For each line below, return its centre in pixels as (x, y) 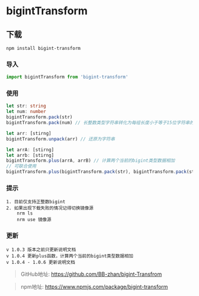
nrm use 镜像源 (34, 220)
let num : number (26, 112)
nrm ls (25, 213)
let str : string (26, 106)
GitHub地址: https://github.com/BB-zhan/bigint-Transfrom (91, 274)
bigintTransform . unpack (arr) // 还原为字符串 (61, 139)
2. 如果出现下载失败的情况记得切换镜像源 (50, 208)
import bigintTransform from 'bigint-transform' (67, 77)
